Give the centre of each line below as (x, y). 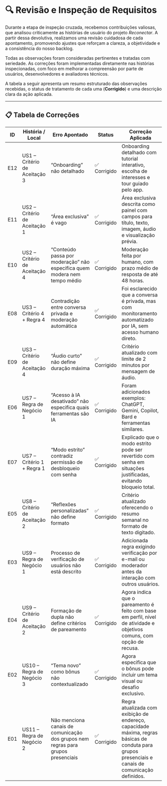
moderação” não (70, 262)
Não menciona (68, 720)
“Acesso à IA (65, 395)
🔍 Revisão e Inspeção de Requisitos (81, 10)
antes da (132, 572)
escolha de (134, 171)
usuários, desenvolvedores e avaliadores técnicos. (57, 74)
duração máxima (70, 368)
